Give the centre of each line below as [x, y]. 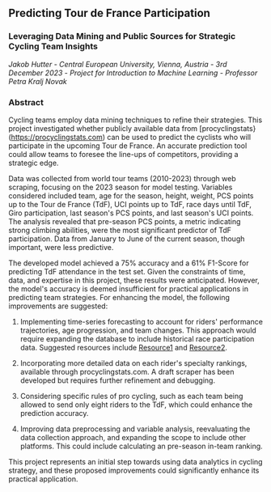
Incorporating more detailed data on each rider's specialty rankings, [133, 363]
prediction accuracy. [54, 413]
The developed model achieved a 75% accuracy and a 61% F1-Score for [129, 263]
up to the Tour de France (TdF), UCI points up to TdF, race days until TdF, [130, 204]
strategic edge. [34, 163]
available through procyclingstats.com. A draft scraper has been [127, 371]
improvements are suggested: [58, 306]
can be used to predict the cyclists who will [179, 137]
